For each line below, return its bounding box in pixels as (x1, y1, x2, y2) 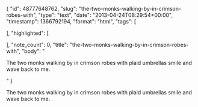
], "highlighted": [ (6, 29, 49, 37)
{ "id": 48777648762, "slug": (6, 5, 78, 12)
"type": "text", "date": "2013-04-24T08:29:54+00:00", (38, 11, 173, 19)
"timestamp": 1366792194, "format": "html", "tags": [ (6, 18, 137, 25)
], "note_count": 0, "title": (6, 41, 69, 48)
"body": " (22, 47, 45, 55)
